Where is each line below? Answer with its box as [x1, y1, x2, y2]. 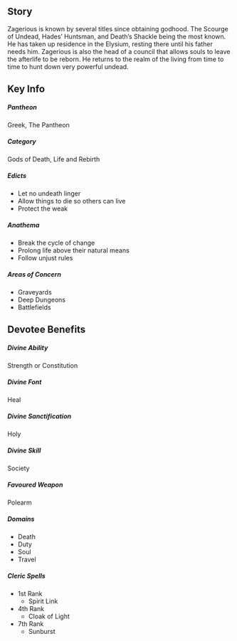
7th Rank [17, 620, 44, 628]
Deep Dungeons [17, 295, 66, 304]
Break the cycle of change [17, 238, 95, 248]
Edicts [7, 171, 27, 180]
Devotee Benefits [7, 324, 86, 336]
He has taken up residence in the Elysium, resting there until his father [7, 39, 214, 48]
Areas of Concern [7, 270, 62, 278]
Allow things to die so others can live [17, 197, 126, 206]
